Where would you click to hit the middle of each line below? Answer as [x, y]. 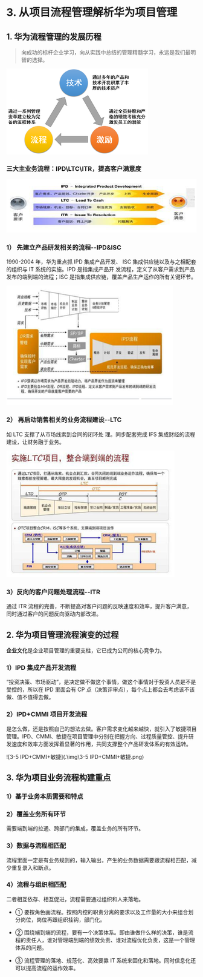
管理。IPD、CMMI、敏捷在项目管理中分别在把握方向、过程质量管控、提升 [98, 736]
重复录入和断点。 [33, 867]
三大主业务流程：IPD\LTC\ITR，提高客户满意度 [74, 169]
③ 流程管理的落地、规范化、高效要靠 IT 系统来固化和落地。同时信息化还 [105, 960]
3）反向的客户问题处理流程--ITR [53, 592]
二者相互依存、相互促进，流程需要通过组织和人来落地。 [75, 899]
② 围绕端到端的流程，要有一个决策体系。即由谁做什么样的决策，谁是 [101, 932]
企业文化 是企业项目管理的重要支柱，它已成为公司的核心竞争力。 [85, 651]
